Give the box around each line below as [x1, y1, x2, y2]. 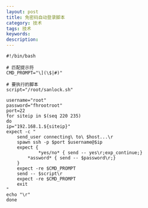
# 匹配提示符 [6, 65, 34, 71]
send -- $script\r [17, 171, 63, 177]
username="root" [6, 97, 47, 103]
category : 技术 [6, 20, 42, 26]
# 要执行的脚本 [6, 82, 39, 88]
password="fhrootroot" [6, 103, 63, 108]
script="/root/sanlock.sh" [6, 87, 73, 93]
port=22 [6, 108, 26, 114]
